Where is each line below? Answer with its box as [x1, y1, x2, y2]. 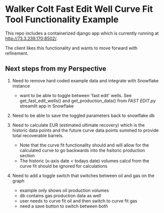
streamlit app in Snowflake [19, 103, 74, 109]
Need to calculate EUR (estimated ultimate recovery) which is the [12, 122, 145, 128]
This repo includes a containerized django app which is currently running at [5, 30, 159, 36]
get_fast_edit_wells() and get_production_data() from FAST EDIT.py [19, 98, 156, 104]
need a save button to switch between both [19, 203, 108, 209]
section [19, 152, 35, 158]
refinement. [5, 50, 29, 56]
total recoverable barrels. [12, 132, 64, 139]
